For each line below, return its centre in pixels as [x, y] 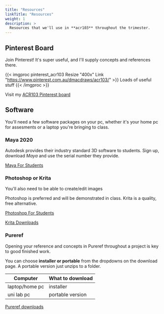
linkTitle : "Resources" [29, 14]
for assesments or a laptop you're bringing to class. [57, 127]
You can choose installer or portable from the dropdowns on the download [82, 261]
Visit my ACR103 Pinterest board [38, 94]
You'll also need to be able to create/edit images [54, 189]
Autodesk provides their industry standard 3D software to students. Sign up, [82, 151]
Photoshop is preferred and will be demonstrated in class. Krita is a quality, [81, 198]
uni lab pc [19, 294]
